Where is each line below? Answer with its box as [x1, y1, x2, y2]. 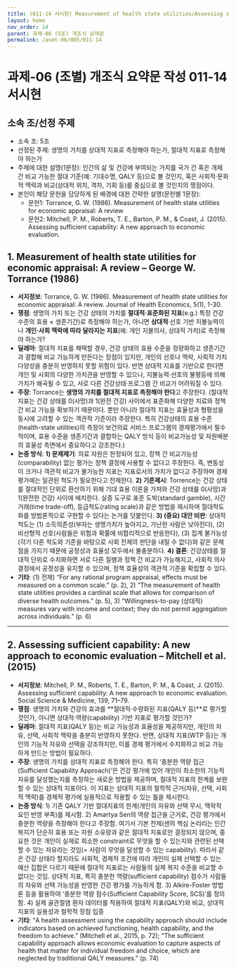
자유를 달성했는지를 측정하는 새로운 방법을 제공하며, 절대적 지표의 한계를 [17, 774, 215, 783]
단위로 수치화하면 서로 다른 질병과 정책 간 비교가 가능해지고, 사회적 [30, 555, 213, 564]
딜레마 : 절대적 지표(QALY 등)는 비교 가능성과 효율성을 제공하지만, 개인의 [17, 722, 215, 730]
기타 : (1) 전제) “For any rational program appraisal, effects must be [17, 572, 208, 581]
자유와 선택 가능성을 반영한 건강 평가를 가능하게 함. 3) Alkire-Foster [25, 880, 211, 889]
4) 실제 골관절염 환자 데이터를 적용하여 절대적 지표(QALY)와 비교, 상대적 [27, 898, 225, 906]
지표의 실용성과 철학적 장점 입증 [17, 907, 104, 915]
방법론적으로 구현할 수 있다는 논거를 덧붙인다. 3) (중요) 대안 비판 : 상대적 [30, 511, 226, 519]
